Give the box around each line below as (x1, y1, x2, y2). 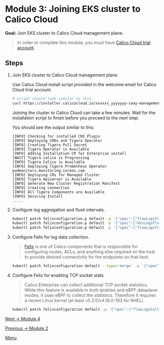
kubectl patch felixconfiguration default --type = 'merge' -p (12, 264, 140, 269)
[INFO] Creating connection (12, 185, 70, 190)
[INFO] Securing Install (12, 194, 63, 199)
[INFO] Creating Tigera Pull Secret (12, 142, 87, 148)
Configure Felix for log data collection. (12, 234, 90, 240)
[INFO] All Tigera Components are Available (12, 190, 105, 195)
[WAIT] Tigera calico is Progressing (12, 155, 90, 160)
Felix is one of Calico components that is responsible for (24, 244, 138, 249)
